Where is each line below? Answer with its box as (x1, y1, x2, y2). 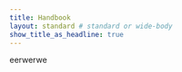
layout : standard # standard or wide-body (9, 22, 173, 31)
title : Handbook (9, 13, 71, 22)
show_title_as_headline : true (9, 30, 125, 39)
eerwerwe (9, 55, 47, 66)
